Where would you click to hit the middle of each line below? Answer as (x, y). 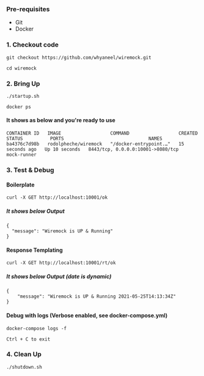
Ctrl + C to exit (28, 339)
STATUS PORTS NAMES (85, 139)
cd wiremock (21, 68)
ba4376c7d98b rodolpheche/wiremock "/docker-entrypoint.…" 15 (95, 144)
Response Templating (35, 250)
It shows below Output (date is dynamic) (59, 276)
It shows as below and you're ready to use (61, 120)
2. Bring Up (23, 83)
